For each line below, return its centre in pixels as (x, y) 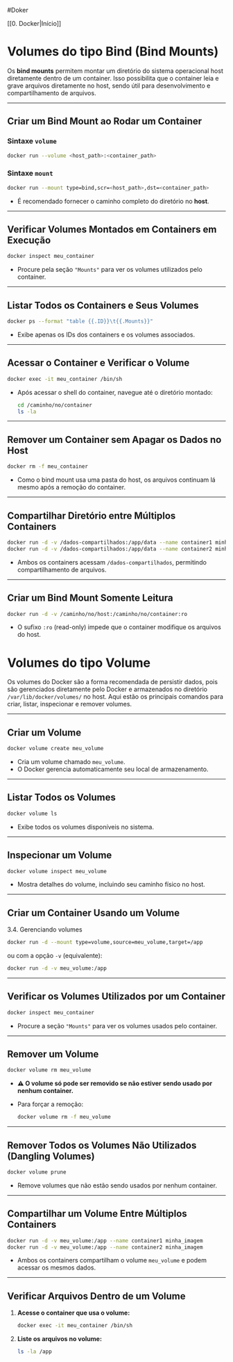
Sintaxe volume (32, 141)
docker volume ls (32, 813)
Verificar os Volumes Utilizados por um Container (116, 997)
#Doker (18, 10)
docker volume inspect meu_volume (57, 871)
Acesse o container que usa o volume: (74, 1313)
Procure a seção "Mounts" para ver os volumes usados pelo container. (117, 1025)
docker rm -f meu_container (48, 467)
